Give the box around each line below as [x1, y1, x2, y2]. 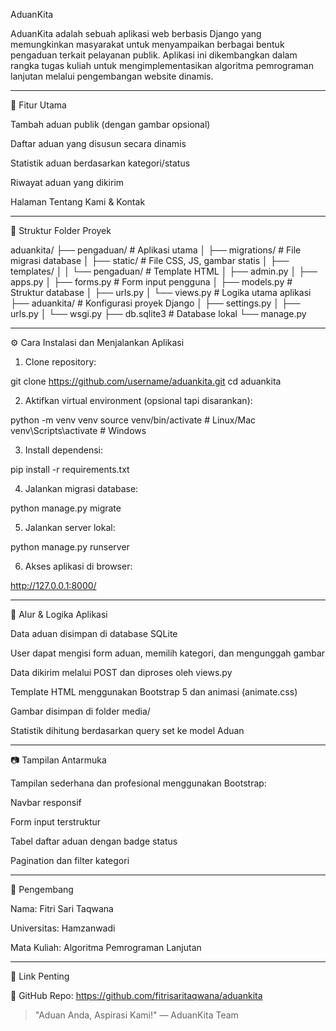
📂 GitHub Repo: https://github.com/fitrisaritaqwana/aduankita [10, 990, 263, 1001]
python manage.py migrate [10, 502, 122, 514]
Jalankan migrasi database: [24, 483, 139, 494]
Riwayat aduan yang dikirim [10, 177, 125, 188]
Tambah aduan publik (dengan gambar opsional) [10, 119, 211, 130]
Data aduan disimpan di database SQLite [10, 628, 178, 639]
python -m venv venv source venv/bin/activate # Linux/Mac [10, 414, 257, 426]
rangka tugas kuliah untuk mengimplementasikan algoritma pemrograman [10, 60, 314, 71]
